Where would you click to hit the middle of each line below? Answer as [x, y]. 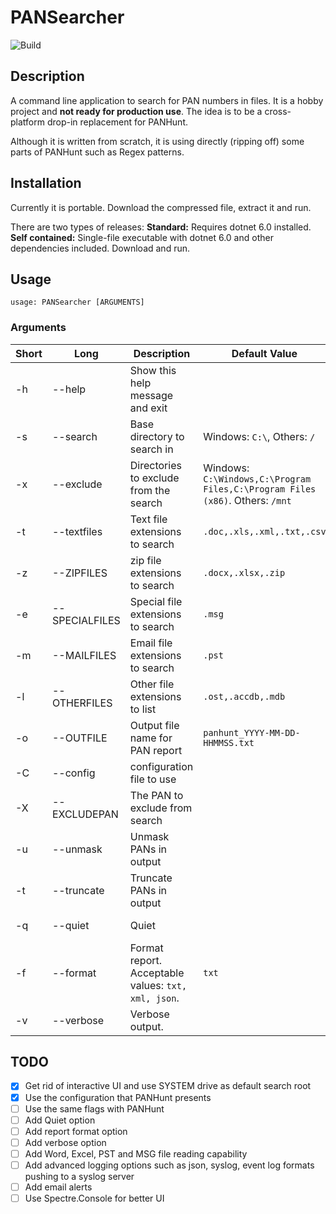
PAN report [156, 750]
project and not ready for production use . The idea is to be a [136, 111]
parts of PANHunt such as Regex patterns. [97, 152]
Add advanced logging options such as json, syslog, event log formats [169, 1165]
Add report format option [76, 1131]
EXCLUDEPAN [85, 814]
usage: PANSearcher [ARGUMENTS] [77, 302]
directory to [157, 436]
